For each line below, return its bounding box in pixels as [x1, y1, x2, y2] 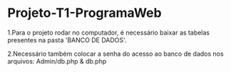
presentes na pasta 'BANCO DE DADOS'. [7, 35, 127, 44]
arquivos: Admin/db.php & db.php [7, 56, 107, 65]
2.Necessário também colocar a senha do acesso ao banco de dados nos [7, 49, 224, 58]
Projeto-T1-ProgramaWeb [7, 5, 162, 21]
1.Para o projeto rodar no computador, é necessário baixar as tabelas [7, 28, 210, 37]
